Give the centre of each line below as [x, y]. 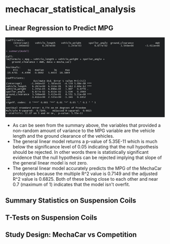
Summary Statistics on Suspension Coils [71, 200]
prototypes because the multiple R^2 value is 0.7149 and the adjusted [85, 174]
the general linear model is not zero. [50, 163]
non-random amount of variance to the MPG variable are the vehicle [84, 131]
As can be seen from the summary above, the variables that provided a [87, 126]
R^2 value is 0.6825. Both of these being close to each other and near [85, 179]
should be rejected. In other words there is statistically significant [80, 152]
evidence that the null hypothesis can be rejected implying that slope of [87, 157]
